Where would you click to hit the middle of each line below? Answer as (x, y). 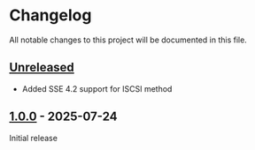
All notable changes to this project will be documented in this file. (128, 40)
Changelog (50, 15)
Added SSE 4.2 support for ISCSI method (97, 88)
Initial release (33, 138)
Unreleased (42, 67)
